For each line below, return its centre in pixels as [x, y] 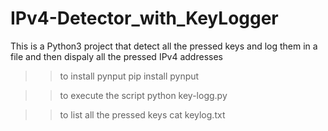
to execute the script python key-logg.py [143, 95]
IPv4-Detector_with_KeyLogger [144, 18]
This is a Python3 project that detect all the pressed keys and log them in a [164, 46]
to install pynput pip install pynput [129, 76]
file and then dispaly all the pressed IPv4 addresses [116, 56]
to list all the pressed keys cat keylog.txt [142, 114]
